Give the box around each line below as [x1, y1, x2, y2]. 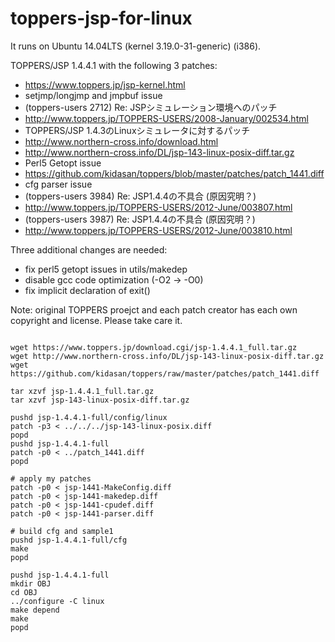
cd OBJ [10, 587, 38, 597]
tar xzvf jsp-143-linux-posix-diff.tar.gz [10, 395, 190, 405]
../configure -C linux [10, 596, 105, 606]
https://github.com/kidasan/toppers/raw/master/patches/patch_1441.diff [10, 368, 320, 379]
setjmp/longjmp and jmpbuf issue [24, 89, 163, 101]
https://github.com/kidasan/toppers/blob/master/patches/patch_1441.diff [24, 167, 325, 179]
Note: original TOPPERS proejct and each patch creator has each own [10, 303, 298, 316]
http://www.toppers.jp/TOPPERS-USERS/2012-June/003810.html [24, 224, 293, 236]
